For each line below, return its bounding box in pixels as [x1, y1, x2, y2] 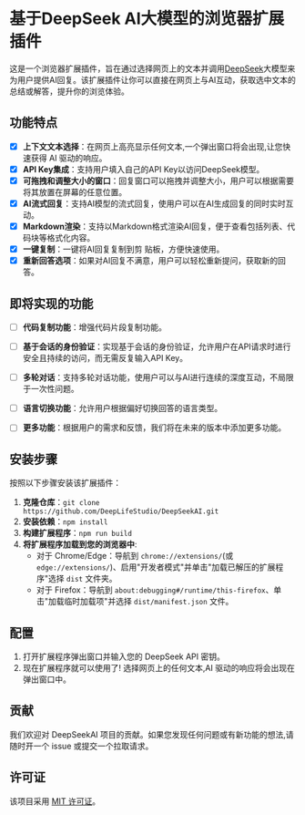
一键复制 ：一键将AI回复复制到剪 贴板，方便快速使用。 [22, 243, 225, 255]
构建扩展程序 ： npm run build [22, 528, 132, 539]
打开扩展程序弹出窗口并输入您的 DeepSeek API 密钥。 [22, 651, 225, 662]
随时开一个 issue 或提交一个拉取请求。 [9, 740, 154, 751]
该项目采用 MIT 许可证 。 [9, 795, 101, 807]
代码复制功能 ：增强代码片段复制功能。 [22, 322, 167, 333]
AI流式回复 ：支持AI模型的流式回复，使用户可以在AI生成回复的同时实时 [22, 198, 287, 209]
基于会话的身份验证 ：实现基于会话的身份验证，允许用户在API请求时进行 [22, 341, 291, 352]
